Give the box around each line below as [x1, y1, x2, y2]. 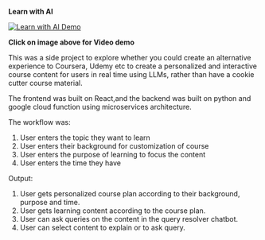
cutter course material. [8, 79, 83, 87]
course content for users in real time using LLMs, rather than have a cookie [8, 70, 255, 79]
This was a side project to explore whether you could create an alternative [8, 53, 251, 62]
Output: [8, 174, 33, 183]
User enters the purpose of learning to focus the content [19, 150, 205, 159]
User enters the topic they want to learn [19, 133, 151, 142]
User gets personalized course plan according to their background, [19, 189, 240, 198]
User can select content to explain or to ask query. [19, 223, 185, 232]
